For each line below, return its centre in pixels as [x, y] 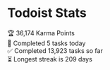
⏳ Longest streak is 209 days [50, 59]
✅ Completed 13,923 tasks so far [55, 50]
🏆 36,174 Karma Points [41, 33]
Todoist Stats [47, 13]
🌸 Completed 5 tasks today [47, 43]
